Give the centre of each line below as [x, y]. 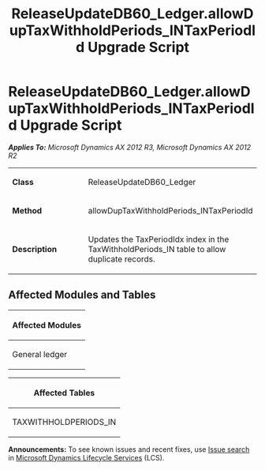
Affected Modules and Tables [82, 295]
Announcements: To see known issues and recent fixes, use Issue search [129, 449]
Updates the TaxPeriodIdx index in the [159, 239]
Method [27, 210]
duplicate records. [121, 259]
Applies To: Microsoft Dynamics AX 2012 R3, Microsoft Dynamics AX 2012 [130, 147]
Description [35, 249]
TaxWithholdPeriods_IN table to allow [157, 249]
